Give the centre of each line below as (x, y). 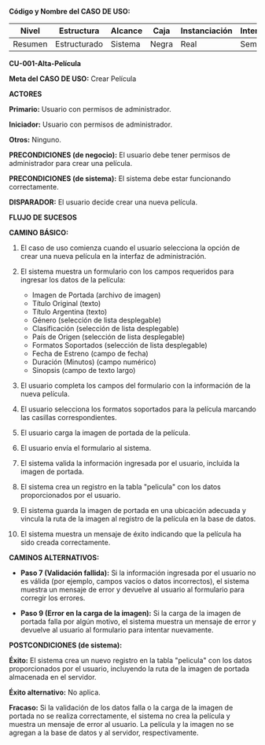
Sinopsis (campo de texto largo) (84, 370)
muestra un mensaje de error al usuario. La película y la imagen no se (121, 724)
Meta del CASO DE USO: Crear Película (73, 79)
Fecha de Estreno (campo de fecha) (90, 354)
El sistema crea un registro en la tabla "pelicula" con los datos (120, 487)
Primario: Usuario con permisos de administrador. (90, 109)
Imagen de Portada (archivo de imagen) (96, 295)
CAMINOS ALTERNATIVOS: (54, 557)
